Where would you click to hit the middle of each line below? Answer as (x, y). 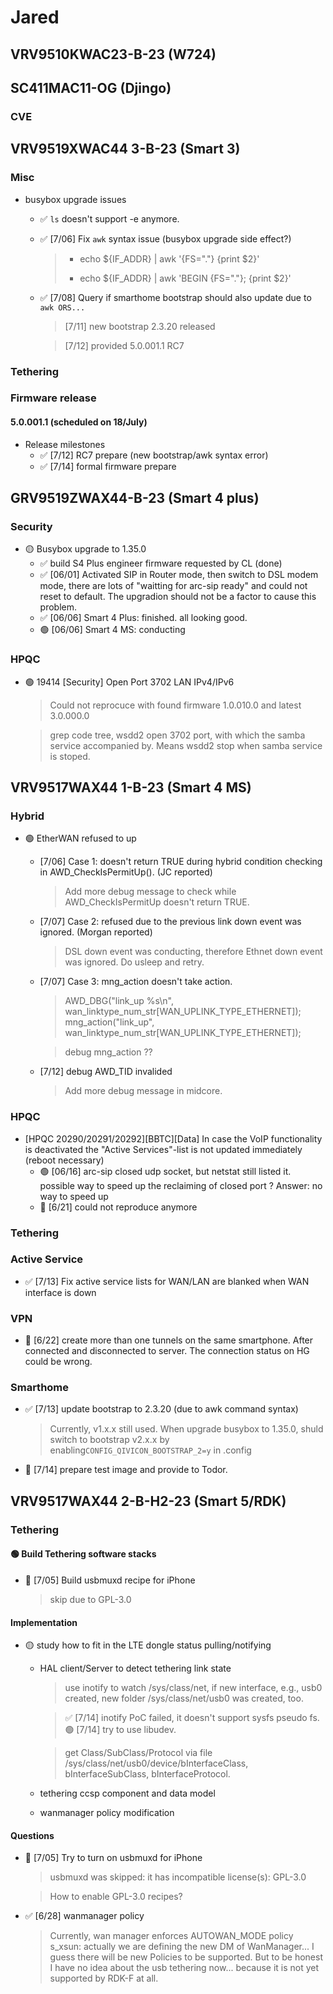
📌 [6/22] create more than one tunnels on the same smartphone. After (169, 1340)
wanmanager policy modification (107, 1813)
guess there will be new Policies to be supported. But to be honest (186, 1957)
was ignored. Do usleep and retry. (134, 962)
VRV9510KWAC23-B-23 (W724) (113, 54)
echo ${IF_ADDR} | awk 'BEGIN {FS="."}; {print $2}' (185, 278)
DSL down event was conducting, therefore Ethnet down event (193, 952)
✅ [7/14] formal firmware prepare (108, 466)
